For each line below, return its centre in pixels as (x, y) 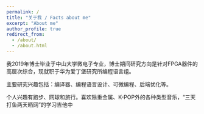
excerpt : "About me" (33, 23)
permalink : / (23, 12)
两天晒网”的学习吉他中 (45, 104)
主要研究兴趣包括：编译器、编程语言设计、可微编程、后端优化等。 (89, 84)
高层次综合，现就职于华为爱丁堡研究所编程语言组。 (70, 71)
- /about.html (30, 46)
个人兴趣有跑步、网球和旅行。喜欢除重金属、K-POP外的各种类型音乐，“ (96, 97)
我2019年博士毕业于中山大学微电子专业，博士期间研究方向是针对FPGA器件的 (102, 64)
